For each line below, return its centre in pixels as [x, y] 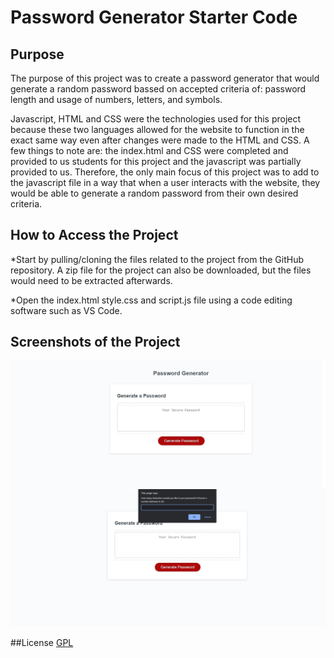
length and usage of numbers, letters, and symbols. [116, 99]
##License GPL [42, 643]
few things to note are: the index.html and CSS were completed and [149, 150]
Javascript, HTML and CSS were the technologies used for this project [156, 119]
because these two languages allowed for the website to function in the [157, 129]
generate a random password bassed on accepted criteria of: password [158, 89]
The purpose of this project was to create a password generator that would [165, 78]
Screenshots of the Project [95, 342]
